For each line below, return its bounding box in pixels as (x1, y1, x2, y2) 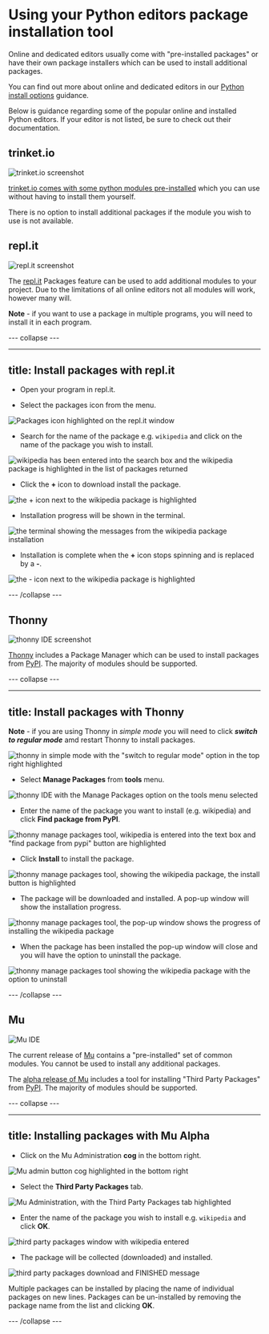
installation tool (8, 22, 114, 41)
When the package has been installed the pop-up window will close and (19, 942, 259, 951)
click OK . (19, 1221, 50, 1230)
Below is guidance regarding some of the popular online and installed (8, 106, 237, 116)
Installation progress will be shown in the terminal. (19, 511, 186, 520)
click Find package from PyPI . (19, 814, 121, 824)
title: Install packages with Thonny (8, 705, 184, 719)
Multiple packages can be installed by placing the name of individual (8, 1283, 235, 1293)
